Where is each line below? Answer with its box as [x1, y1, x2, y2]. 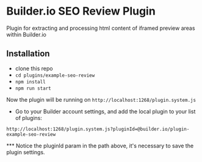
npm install [15, 79, 46, 85]
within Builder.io [6, 30, 47, 38]
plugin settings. [6, 148, 45, 156]
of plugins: [15, 114, 43, 121]
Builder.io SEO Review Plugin [6, 4, 156, 18]
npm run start [15, 85, 51, 91]
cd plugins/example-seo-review [15, 72, 95, 79]
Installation [6, 49, 50, 59]
